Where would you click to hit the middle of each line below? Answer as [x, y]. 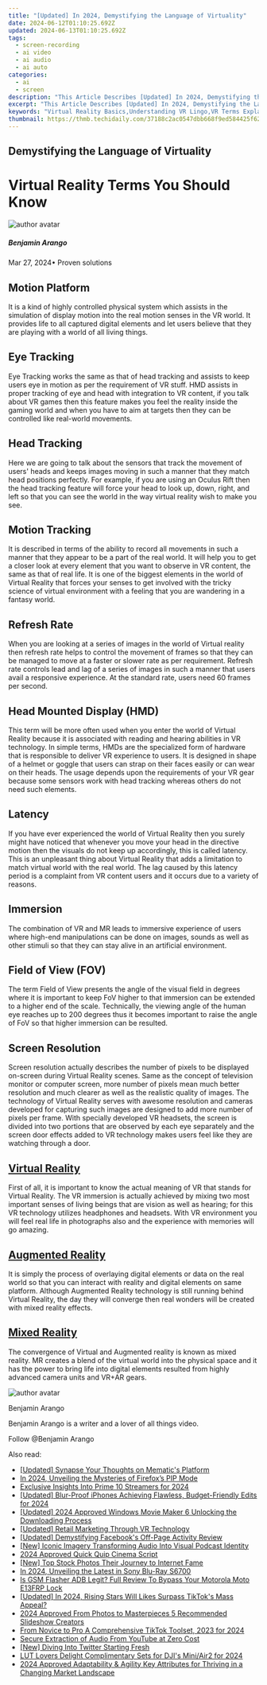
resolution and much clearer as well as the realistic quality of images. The [129, 1093]
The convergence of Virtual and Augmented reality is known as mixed [122, 1352]
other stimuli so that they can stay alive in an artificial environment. [118, 945]
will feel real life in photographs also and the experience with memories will [131, 1221]
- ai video [33, 52]
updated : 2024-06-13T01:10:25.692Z [67, 30]
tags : [17, 38]
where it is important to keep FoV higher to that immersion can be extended [132, 998]
